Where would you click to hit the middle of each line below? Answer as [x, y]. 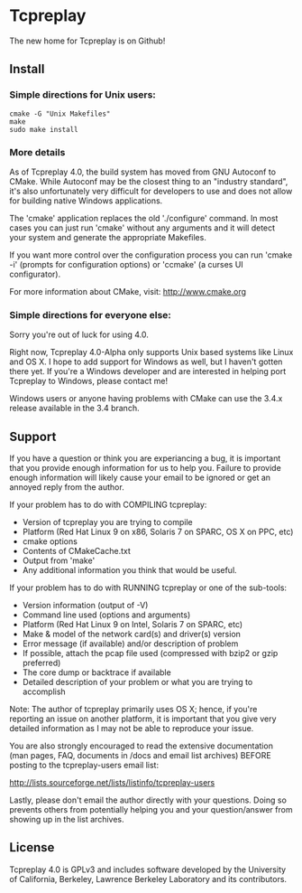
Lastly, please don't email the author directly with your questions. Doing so [148, 800]
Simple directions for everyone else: [90, 315]
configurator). [35, 274]
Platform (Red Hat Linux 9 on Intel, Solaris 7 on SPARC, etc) [133, 625]
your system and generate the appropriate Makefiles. [108, 237]
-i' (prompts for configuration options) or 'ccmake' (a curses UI [126, 264]
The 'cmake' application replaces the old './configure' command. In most [144, 218]
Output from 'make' [59, 560]
